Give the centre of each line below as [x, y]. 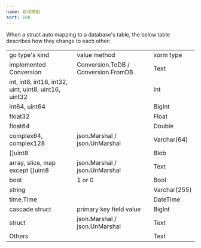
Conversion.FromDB [105, 72]
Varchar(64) [171, 140]
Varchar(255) [173, 189]
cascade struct [30, 209]
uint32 [19, 96]
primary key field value [109, 209]
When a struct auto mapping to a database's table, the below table [88, 34]
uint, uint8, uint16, [35, 89]
